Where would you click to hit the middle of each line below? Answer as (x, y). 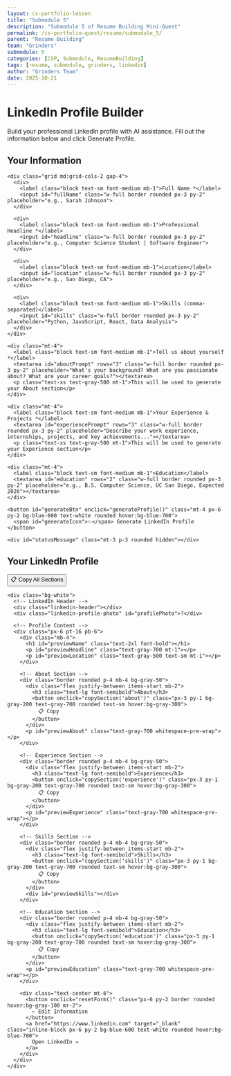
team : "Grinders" (32, 46)
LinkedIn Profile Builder (75, 112)
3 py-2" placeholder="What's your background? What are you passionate (112, 370)
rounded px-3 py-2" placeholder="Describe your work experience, (103, 431)
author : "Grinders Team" (43, 71)
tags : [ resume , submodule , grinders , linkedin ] (77, 65)
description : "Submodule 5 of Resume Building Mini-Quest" (94, 26)
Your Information (44, 160)
